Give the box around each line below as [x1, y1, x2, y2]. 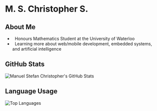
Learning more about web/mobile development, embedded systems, [14, 41, 152, 47]
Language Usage [5, 87, 58, 95]
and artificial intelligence [12, 46, 62, 52]
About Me [5, 23, 36, 31]
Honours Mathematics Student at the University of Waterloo [14, 36, 135, 41]
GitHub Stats [5, 60, 45, 69]
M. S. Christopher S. [5, 3, 89, 15]
